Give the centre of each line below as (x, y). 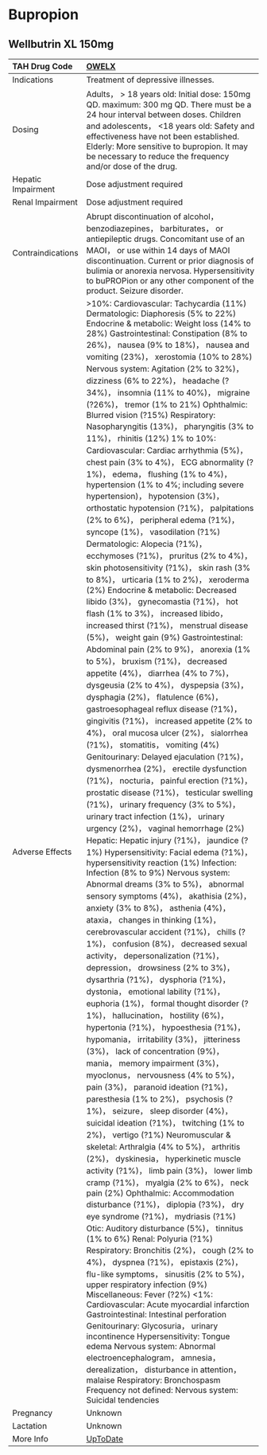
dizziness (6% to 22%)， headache (153, 381)
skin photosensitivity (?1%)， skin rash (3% (168, 568)
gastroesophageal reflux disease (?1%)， (164, 709)
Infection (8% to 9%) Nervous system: (158, 873)
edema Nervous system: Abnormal (151, 1346)
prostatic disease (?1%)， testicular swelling (170, 792)
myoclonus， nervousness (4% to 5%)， (163, 1075)
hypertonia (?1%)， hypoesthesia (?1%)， (166, 1027)
